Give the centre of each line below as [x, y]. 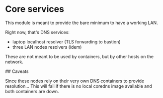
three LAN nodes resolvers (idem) [47, 47]
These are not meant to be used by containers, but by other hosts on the [80, 56]
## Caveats [17, 71]
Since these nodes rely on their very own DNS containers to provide [75, 81]
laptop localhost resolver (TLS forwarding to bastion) [66, 42]
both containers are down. [32, 91]
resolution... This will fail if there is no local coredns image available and [79, 86]
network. [14, 62]
